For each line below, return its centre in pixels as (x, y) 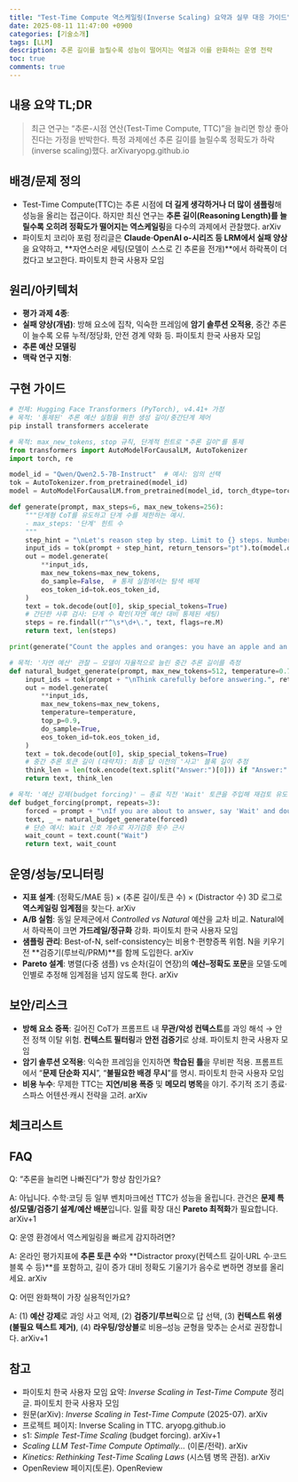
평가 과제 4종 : (46, 313)
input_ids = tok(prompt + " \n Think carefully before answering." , (150, 679)
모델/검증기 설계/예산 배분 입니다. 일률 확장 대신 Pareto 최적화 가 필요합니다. (149, 1209)
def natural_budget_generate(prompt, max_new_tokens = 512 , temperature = (144, 671)
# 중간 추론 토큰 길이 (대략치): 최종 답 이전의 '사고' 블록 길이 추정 (137, 762)
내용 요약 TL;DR (51, 105)
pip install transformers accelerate (79, 426)
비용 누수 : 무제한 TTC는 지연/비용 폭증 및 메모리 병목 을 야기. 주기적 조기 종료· (155, 1083)
